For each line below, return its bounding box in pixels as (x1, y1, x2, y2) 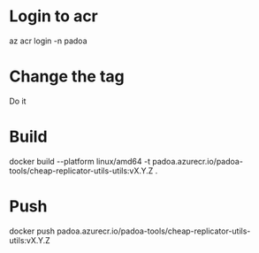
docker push (9, 226, 56, 236)
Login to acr (9, 6, 99, 27)
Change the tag (9, 66, 126, 87)
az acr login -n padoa (9, 35, 88, 46)
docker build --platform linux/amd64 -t (9, 156, 151, 166)
